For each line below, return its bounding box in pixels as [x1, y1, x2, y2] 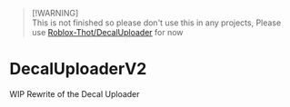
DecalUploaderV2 [9, 59, 147, 80]
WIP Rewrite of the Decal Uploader [9, 88, 140, 99]
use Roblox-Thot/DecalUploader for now [31, 27, 184, 37]
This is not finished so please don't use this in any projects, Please [31, 17, 282, 28]
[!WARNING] [31, 8, 79, 18]
